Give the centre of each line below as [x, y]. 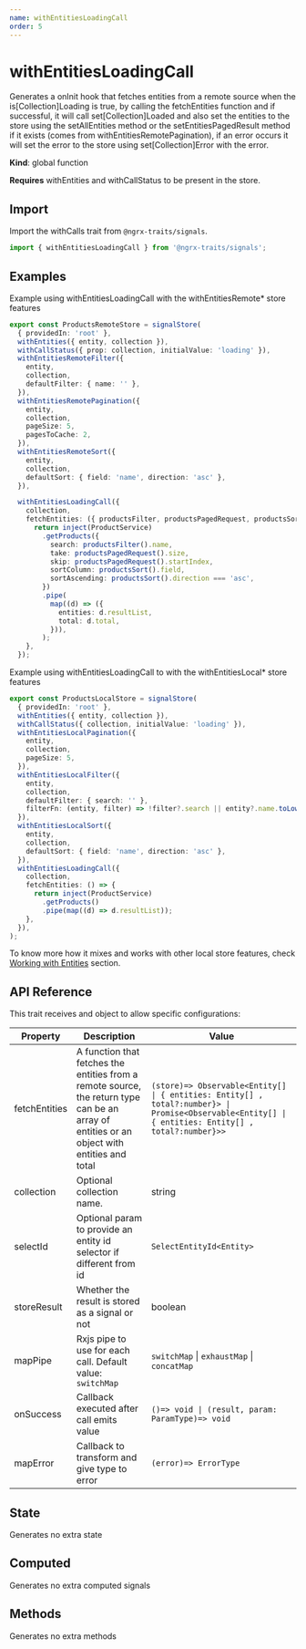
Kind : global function [49, 163]
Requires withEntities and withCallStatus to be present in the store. [135, 181]
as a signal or [105, 1312]
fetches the [101, 1063]
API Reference [51, 992]
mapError [34, 1463]
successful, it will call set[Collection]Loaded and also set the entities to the [150, 116]
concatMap [172, 1366]
